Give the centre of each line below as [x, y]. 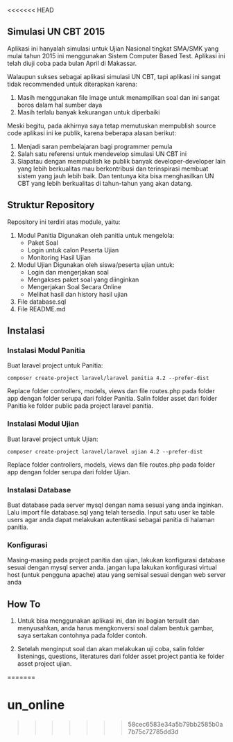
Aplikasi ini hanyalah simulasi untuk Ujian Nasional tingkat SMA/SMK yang [113, 49]
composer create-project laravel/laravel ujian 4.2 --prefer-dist [105, 451]
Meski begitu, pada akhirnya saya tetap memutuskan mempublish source [112, 126]
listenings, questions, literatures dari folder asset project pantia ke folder [121, 656]
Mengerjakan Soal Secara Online [75, 286]
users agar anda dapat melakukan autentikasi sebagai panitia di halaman [111, 519]
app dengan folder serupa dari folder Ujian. [69, 472]
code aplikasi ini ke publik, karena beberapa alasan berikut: [92, 133]
